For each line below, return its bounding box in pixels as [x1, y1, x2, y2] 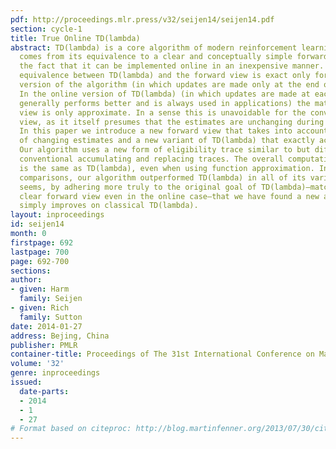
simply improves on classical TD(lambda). [19, 201, 199, 211]
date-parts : [19, 386, 70, 396]
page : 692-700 [10, 256, 70, 266]
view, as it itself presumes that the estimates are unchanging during [19, 117, 325, 127]
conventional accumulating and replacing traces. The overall [19, 154, 284, 164]
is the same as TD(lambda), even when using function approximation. [19, 163, 315, 173]
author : [10, 275, 43, 285]
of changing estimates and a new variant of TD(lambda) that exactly [19, 136, 315, 146]
